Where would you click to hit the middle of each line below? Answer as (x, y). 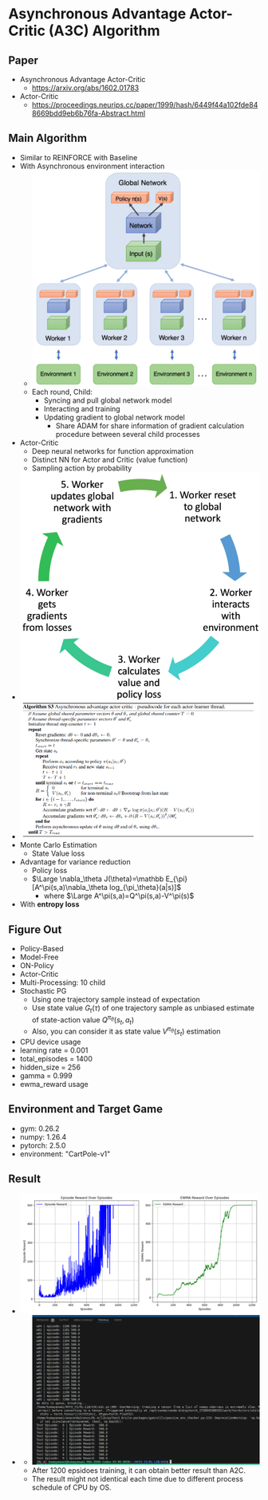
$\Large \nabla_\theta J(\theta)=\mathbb (98, 879)
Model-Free (39, 957)
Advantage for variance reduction (75, 862)
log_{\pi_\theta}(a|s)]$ (145, 888)
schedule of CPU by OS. (71, 1487)
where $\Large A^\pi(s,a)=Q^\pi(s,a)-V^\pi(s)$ (119, 896)
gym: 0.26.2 (39, 1128)
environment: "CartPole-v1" (65, 1154)
